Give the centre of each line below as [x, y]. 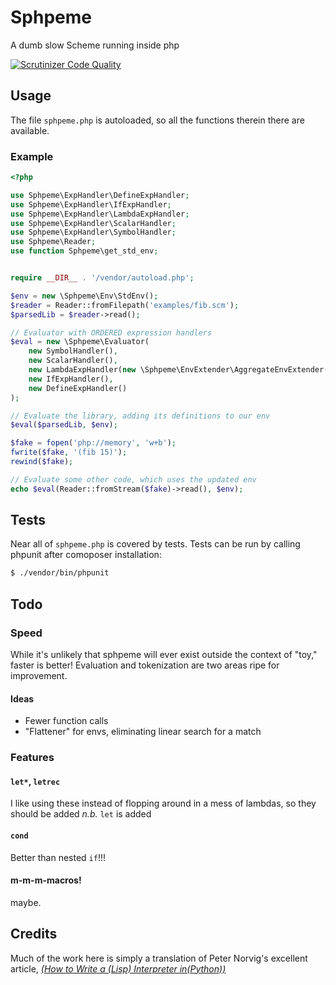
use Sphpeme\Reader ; [53, 242]
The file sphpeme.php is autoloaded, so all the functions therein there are [157, 120]
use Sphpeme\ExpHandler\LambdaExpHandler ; [100, 214]
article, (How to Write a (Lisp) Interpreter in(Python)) [118, 968]
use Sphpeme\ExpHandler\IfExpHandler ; [91, 204]
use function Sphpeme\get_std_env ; [84, 251]
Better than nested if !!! [58, 857]
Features [32, 758]
